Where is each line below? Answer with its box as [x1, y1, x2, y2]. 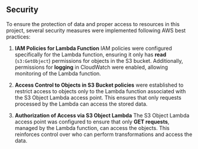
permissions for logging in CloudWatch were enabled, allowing [14, 64, 168, 71]
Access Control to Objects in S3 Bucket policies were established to [14, 81, 184, 88]
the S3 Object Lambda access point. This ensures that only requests [14, 94, 181, 101]
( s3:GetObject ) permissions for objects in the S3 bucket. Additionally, [14, 57, 183, 64]
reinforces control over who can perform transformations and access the [14, 131, 193, 138]
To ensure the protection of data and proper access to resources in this [6, 20, 180, 27]
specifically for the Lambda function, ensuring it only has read [14, 50, 167, 58]
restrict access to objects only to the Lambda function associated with [14, 87, 186, 94]
